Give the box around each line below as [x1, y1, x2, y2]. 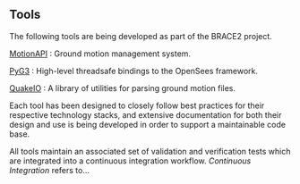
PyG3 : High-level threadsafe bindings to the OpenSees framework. [9, 65, 258, 76]
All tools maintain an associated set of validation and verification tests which [9, 146, 291, 156]
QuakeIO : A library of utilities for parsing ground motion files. [9, 82, 236, 93]
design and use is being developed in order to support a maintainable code [9, 119, 287, 130]
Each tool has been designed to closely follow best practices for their [9, 100, 265, 111]
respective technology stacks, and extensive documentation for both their [9, 109, 282, 120]
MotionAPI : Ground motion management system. [9, 48, 191, 59]
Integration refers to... [9, 164, 90, 175]
